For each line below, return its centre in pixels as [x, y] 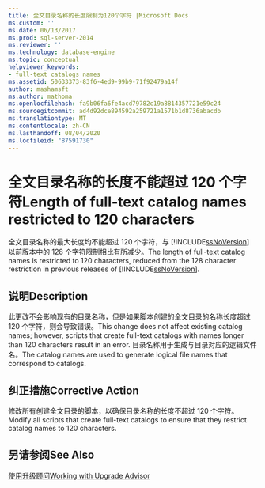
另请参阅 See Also [51, 455]
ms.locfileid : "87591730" [51, 140]
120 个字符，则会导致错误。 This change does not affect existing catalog [125, 327]
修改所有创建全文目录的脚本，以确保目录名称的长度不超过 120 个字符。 [123, 411]
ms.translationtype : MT [47, 119]
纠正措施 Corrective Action [74, 390]
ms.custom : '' [32, 23]
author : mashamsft [38, 89]
